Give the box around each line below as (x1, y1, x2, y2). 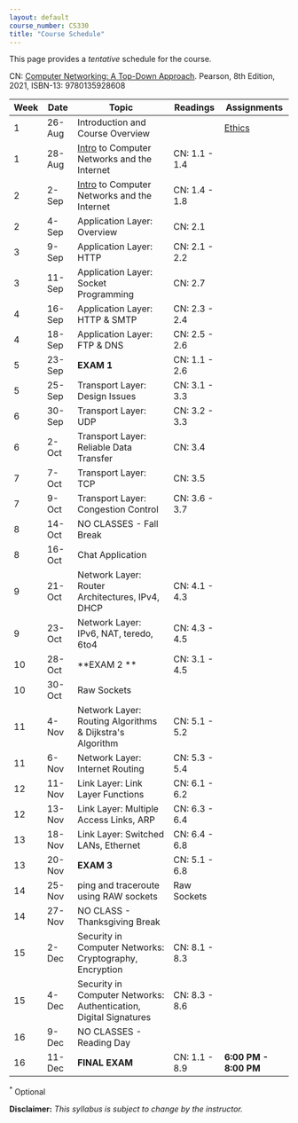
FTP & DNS (77, 339, 124, 351)
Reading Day (77, 1037, 131, 1049)
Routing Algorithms (77, 715, 158, 727)
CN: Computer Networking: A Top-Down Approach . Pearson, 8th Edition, (9, 71, 275, 82)
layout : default (9, 12, 69, 22)
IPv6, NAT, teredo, (77, 627, 153, 640)
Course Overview (77, 128, 151, 140)
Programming (77, 288, 135, 301)
